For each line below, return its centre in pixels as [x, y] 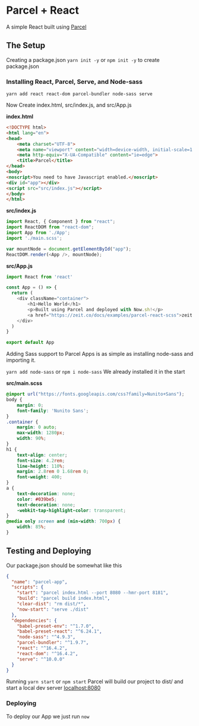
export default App [30, 343]
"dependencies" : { [34, 620]
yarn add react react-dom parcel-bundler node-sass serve [79, 94]
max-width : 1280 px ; [41, 433]
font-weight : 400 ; [40, 477]
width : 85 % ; [31, 527]
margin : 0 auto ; [37, 427]
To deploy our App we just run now [48, 716]
